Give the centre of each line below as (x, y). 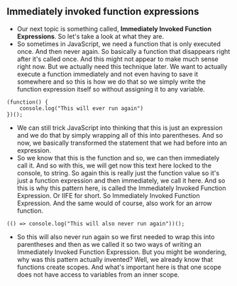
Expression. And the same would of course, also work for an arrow (114, 203)
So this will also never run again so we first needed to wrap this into (116, 236)
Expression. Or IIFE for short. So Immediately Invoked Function (108, 195)
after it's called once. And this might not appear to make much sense (118, 59)
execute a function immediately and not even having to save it (107, 74)
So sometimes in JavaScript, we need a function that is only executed (119, 44)
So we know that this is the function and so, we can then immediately (118, 158)
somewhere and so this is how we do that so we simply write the (111, 82)
